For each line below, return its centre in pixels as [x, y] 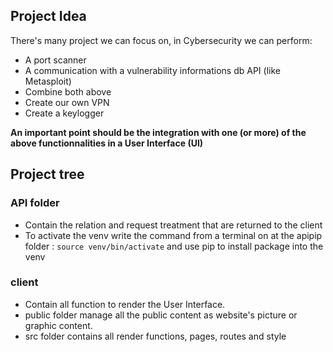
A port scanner [55, 60]
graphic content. [58, 325]
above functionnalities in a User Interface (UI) [107, 143]
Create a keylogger [64, 113]
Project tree [47, 174]
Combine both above [68, 91]
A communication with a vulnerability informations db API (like [152, 70]
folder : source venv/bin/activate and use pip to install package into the [174, 246]
